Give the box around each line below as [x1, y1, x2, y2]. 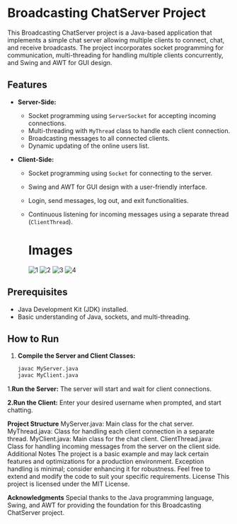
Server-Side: [17, 98, 57, 106]
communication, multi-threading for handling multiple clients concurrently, [7, 51, 224, 59]
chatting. [7, 406, 33, 414]
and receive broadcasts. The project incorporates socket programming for [7, 43, 224, 52]
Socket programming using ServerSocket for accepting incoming [28, 111, 216, 120]
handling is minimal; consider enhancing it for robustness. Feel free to [7, 465, 211, 473]
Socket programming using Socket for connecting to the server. [28, 168, 213, 177]
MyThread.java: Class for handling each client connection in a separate [7, 427, 215, 436]
